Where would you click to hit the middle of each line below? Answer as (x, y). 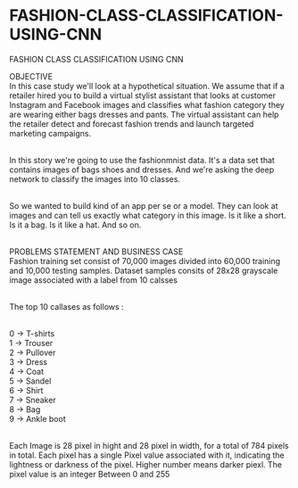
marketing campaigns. (50, 133)
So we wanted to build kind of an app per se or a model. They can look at (144, 205)
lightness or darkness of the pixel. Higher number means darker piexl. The (146, 464)
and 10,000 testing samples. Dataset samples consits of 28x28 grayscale (144, 270)
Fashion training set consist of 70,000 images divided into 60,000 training (145, 261)
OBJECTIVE (31, 76)
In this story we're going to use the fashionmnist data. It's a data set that (142, 160)
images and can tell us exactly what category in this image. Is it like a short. (148, 215)
